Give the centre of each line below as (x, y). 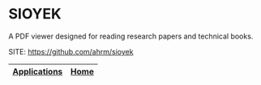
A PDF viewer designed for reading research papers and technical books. (131, 36)
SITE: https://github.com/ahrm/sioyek (71, 51)
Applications (38, 71)
